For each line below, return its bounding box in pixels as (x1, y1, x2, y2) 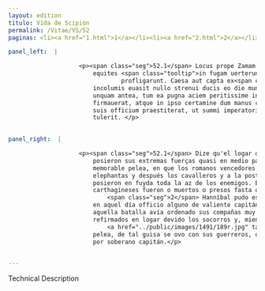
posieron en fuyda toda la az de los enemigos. (92, 179, 252, 187)
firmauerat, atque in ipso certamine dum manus (92, 99, 252, 107)
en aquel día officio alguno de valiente (92, 201, 231, 210)
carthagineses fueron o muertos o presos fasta (92, 187, 252, 195)
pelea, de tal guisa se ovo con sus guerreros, (92, 230, 252, 238)
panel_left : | (8, 48, 58, 56)
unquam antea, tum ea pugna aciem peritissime (92, 92, 248, 100)
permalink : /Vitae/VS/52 (8, 26, 90, 34)
